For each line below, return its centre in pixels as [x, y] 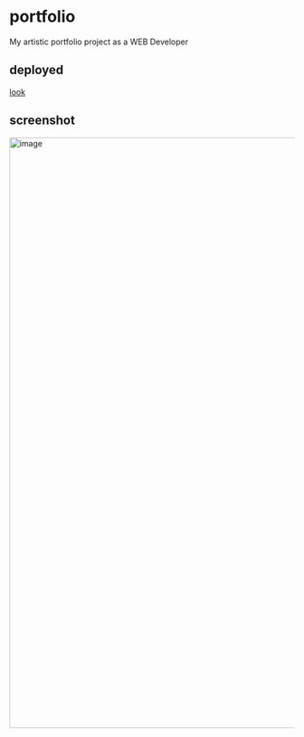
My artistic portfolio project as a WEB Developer [99, 42]
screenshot [42, 121]
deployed [37, 70]
